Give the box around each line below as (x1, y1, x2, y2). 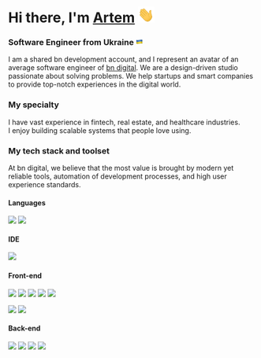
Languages (8, 197, 46, 207)
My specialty (8, 99, 59, 110)
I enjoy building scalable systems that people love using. (8, 125, 192, 135)
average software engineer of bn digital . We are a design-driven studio (8, 63, 239, 72)
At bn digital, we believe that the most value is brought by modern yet (8, 164, 234, 173)
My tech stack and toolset (8, 145, 110, 156)
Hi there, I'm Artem (8, 9, 136, 27)
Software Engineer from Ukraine (8, 37, 134, 48)
